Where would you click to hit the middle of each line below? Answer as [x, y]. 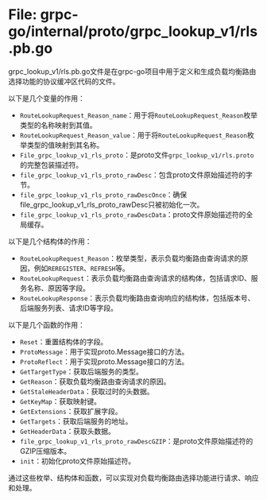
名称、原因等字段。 [58, 288]
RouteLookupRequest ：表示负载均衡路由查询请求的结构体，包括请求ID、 [135, 278]
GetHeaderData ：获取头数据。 [67, 431]
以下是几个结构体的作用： [50, 241]
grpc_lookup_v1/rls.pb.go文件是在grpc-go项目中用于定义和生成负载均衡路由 [132, 71]
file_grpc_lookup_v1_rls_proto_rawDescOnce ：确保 [103, 194]
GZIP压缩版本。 [45, 451]
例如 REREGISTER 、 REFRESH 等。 [81, 268]
